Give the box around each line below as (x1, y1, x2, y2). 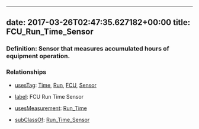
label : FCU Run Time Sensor (14, 93, 84, 100)
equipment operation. (6, 52, 70, 60)
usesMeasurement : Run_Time (14, 105, 87, 112)
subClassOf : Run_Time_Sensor (14, 116, 90, 123)
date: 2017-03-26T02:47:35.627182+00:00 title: (6, 17, 191, 27)
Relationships (6, 68, 47, 76)
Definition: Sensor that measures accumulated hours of (6, 45, 170, 53)
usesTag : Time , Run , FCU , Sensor (14, 81, 97, 89)
